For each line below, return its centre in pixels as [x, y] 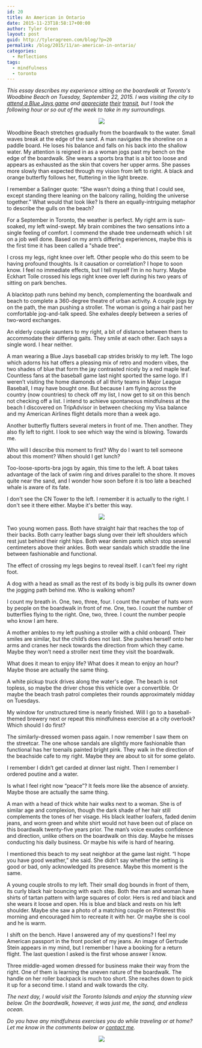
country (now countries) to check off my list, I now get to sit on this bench [98, 395]
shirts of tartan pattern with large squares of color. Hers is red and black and [102, 897]
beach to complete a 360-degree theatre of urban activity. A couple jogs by [101, 301]
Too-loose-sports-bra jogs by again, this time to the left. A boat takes [93, 468]
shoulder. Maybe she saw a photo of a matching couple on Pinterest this [96, 911]
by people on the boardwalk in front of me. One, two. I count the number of [100, 608]
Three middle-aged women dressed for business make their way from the [98, 966]
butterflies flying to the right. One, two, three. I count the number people [96, 614]
